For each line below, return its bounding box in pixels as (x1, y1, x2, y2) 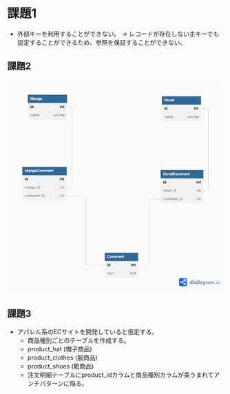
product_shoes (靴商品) (27, 362, 94, 370)
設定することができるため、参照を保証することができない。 (17, 38, 187, 46)
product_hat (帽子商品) (27, 344, 92, 353)
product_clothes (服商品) (27, 353, 98, 362)
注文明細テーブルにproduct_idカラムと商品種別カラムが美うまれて (27, 371, 214, 379)
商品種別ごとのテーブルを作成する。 (27, 336, 130, 344)
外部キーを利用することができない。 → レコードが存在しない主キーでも (17, 30, 220, 38)
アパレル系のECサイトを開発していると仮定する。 (17, 327, 158, 335)
